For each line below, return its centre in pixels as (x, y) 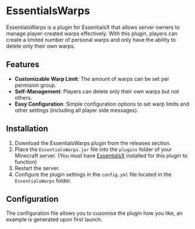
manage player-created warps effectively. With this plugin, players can (92, 33)
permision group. (35, 85)
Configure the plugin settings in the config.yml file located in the (93, 174)
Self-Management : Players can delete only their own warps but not (97, 91)
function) (26, 162)
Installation (27, 129)
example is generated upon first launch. (54, 220)
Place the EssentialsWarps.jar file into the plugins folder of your (93, 149)
